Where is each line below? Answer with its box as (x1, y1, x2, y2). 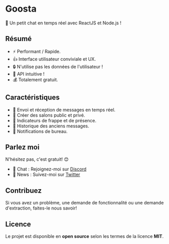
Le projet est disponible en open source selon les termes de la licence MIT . (5, 233, 164, 239)
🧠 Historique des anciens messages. (12, 123, 90, 129)
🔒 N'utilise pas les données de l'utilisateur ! (12, 63, 103, 69)
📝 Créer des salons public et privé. (12, 112, 86, 118)
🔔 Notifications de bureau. (12, 128, 68, 134)
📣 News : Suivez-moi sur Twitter (12, 171, 80, 178)
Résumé (5, 34, 32, 43)
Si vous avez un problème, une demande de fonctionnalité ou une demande (5, 200, 164, 206)
